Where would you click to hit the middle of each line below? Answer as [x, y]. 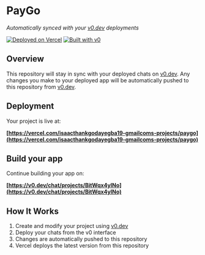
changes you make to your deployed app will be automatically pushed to [98, 80]
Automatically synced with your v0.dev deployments [73, 28]
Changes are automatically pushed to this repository [81, 239]
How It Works [33, 211]
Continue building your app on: [45, 173]
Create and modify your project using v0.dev [72, 226]
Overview [25, 59]
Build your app [35, 158]
